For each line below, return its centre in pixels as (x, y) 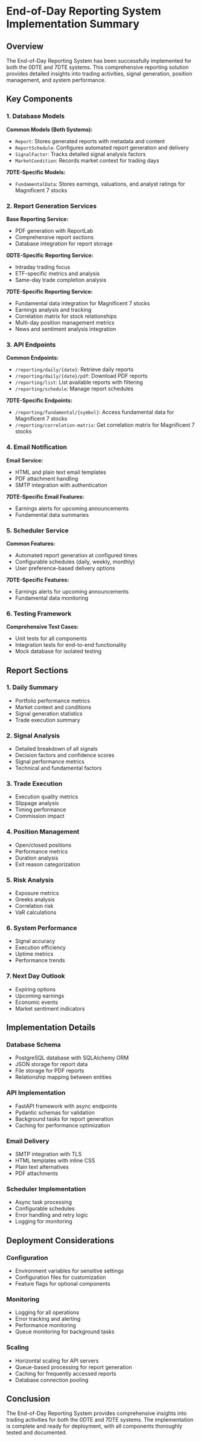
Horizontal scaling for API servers (57, 1361)
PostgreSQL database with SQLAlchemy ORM (72, 1058)
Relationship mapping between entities (63, 1077)
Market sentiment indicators (50, 1008)
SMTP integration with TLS (48, 1154)
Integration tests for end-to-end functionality (71, 645)
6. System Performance (42, 928)
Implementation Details (51, 1028)
